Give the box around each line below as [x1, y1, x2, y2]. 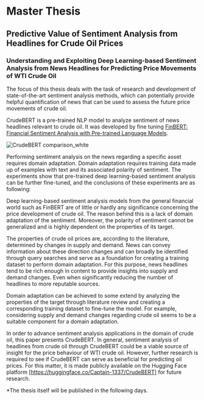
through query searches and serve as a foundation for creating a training [6, 254, 189, 261]
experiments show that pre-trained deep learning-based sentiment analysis [6, 172, 196, 180]
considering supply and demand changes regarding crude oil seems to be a [6, 311, 197, 318]
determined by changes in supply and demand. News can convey [6, 241, 171, 248]
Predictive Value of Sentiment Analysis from [6, 29, 178, 39]
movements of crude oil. [6, 105, 68, 112]
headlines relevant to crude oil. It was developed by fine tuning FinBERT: [6, 123, 188, 130]
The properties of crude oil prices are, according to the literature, [6, 234, 170, 242]
